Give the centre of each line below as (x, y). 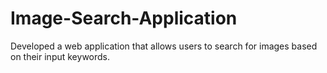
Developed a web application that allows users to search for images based (164, 46)
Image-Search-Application (124, 18)
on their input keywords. (60, 56)
